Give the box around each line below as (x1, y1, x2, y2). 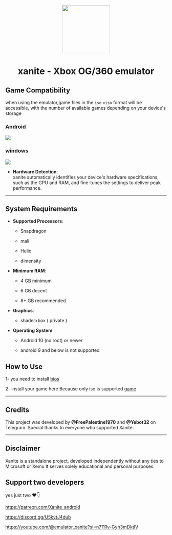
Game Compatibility (5, 86, 71, 94)
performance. (12, 185, 42, 191)
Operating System (12, 327, 53, 333)
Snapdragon (20, 228, 47, 234)
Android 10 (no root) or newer (20, 338, 83, 344)
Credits (5, 405, 30, 414)
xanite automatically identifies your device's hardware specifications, (12, 174, 159, 180)
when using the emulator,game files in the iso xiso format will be (5, 100, 142, 105)
